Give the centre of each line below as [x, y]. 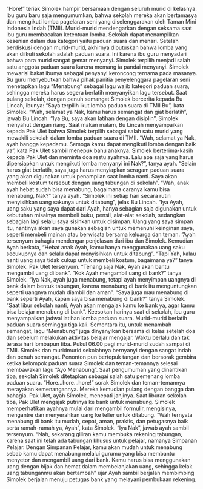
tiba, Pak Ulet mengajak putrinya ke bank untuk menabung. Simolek [91, 402]
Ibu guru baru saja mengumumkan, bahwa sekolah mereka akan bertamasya [102, 15]
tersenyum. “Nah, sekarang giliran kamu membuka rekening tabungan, [95, 434]
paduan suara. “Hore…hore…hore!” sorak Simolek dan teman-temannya [96, 383]
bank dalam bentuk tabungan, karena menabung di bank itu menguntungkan [102, 286]
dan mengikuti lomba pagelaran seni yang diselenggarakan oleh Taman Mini [101, 22]
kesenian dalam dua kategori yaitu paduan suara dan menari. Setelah [92, 41]
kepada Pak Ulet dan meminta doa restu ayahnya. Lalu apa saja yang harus [100, 157]
